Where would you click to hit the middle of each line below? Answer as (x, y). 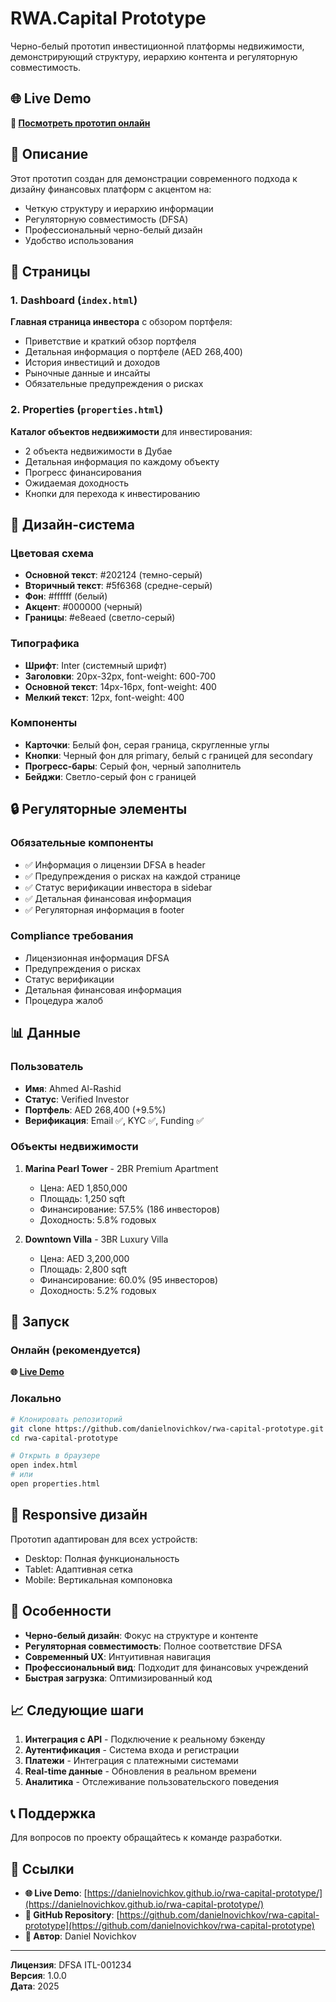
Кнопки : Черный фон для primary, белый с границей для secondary (168, 755)
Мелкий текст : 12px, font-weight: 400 (104, 697)
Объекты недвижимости (74, 1147)
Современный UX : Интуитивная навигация (117, 1656)
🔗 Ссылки (42, 1868)
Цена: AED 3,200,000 (84, 1258)
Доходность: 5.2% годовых (98, 1290)
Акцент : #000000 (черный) (83, 607)
